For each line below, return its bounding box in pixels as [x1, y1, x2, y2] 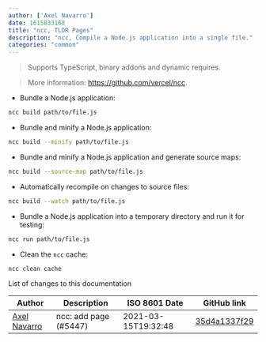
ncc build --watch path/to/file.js [8, 197, 126, 205]
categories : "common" [8, 41, 80, 49]
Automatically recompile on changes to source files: [19, 182, 190, 191]
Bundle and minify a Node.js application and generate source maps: [19, 152, 241, 162]
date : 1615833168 [8, 19, 66, 27]
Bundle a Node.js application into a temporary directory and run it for [19, 211, 245, 221]
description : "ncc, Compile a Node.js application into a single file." [8, 33, 253, 42]
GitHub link [203, 298, 247, 309]
